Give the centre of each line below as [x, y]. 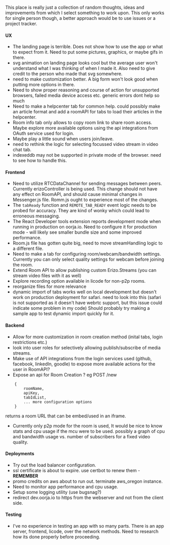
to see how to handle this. [40, 161]
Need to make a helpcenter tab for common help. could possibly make [86, 106]
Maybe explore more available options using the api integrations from [85, 128]
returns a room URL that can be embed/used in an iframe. [66, 416]
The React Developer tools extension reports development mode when [87, 221]
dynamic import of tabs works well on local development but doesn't [84, 292]
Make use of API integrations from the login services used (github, [82, 358]
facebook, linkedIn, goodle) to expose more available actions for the [84, 364]
